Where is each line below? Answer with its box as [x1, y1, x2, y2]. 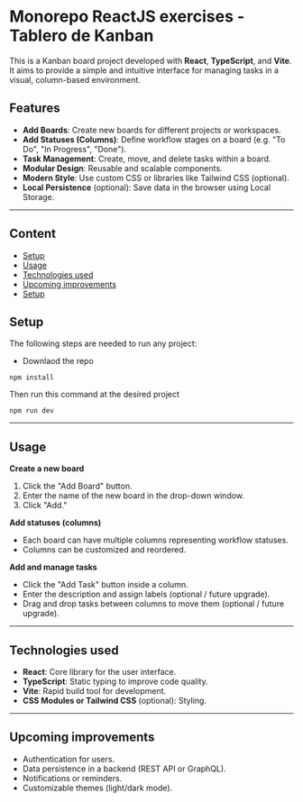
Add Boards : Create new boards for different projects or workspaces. [22, 124, 281, 135]
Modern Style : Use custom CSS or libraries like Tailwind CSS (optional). [22, 172, 290, 183]
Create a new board [9, 463, 85, 474]
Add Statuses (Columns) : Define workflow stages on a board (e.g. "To [22, 133, 286, 145]
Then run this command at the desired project [9, 389, 180, 400]
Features [9, 101, 60, 116]
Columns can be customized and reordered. [22, 544, 187, 555]
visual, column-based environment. [9, 74, 142, 85]
